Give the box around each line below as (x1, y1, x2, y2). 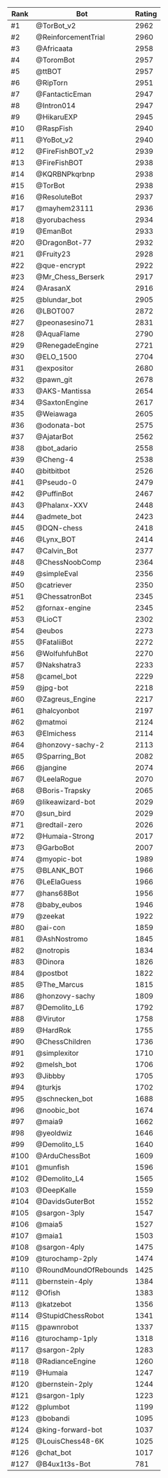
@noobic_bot (36, 1106, 80, 1115)
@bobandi (36, 1413, 70, 1423)
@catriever (36, 580, 72, 589)
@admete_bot (36, 512, 82, 521)
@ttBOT (36, 67, 62, 76)
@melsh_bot (36, 1060, 77, 1069)
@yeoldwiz (36, 1128, 72, 1137)
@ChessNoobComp (36, 558, 101, 567)
